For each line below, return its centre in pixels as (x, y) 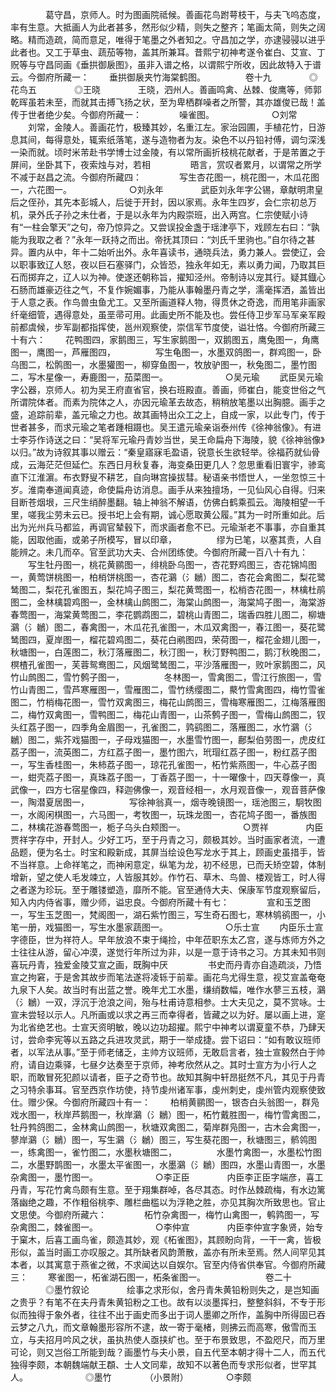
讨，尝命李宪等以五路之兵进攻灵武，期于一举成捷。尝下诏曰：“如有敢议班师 (166, 1039)
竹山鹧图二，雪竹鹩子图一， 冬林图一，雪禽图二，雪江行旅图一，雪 (166, 677)
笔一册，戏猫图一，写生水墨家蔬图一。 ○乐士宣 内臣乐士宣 (167, 927)
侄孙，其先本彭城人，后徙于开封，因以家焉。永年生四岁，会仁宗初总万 (172, 202)
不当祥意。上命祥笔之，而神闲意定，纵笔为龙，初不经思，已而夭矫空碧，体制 (168, 864)
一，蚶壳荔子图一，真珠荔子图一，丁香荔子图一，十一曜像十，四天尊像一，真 (168, 777)
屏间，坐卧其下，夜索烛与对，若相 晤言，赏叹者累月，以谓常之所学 (166, 164)
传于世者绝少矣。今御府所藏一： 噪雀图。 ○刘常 (154, 114)
